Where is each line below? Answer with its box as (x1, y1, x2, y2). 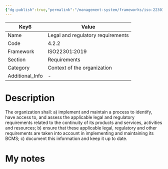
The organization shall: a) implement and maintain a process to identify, (5, 108, 152, 115)
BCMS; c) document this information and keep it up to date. (5, 135, 127, 141)
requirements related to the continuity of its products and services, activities (5, 119, 162, 125)
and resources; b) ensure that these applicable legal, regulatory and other (5, 124, 157, 130)
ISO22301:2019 (47, 48, 87, 55)
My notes (5, 153, 45, 164)
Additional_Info (7, 72, 43, 79)
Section (7, 56, 26, 63)
